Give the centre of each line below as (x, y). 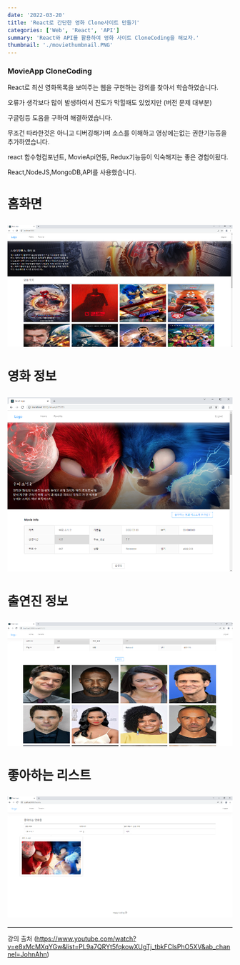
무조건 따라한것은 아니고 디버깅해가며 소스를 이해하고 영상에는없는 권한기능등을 (117, 133)
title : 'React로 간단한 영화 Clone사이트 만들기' (74, 22)
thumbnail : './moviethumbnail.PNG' (60, 45)
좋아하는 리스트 (49, 775)
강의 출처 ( (22, 939)
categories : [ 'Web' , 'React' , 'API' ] (64, 30)
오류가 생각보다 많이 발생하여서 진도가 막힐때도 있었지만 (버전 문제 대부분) (110, 103)
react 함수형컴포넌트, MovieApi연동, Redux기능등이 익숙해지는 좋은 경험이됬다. (118, 157)
